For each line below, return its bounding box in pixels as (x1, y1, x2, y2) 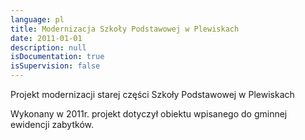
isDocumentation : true (10, 52, 105, 62)
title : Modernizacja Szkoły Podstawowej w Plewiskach (10, 24, 240, 34)
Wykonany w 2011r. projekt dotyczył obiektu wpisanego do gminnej (10, 108, 288, 120)
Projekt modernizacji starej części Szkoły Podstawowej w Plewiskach (10, 89, 295, 100)
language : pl (10, 14, 65, 25)
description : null (10, 42, 87, 53)
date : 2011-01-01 (10, 33, 83, 43)
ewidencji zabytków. (10, 119, 94, 130)
